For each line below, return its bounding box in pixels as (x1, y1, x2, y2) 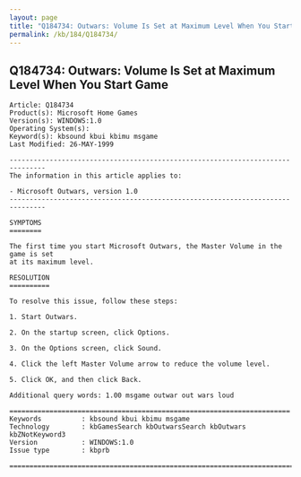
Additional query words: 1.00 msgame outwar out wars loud (9, 391, 235, 400)
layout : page (9, 13, 58, 22)
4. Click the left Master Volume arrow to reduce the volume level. (9, 360, 271, 369)
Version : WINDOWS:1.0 (9, 438, 134, 447)
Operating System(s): (9, 125, 90, 134)
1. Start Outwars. (9, 313, 78, 322)
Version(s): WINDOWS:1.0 (9, 117, 102, 126)
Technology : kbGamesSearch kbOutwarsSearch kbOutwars (9, 422, 246, 431)
